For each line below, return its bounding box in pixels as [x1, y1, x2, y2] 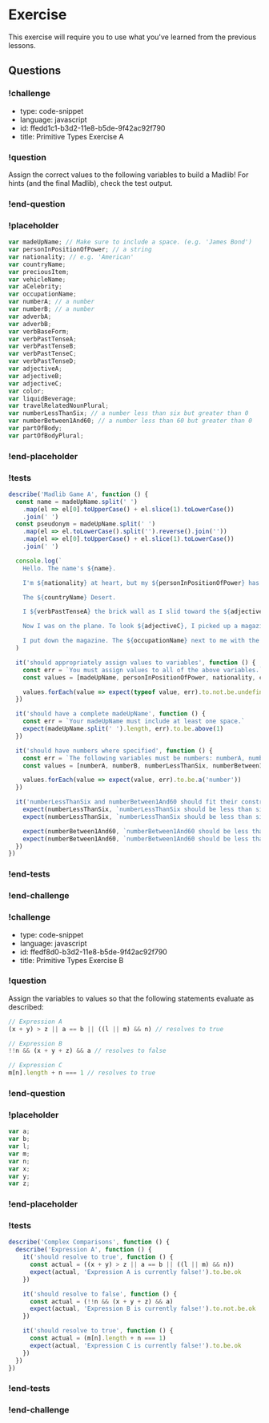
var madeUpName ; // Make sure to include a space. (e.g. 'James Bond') [8, 238, 252, 246]
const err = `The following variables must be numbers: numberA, [22, 754, 246, 762]
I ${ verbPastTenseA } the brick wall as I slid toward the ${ [22, 607, 231, 616]
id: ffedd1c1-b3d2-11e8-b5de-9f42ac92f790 [19, 123, 166, 133]
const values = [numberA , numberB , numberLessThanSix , [22, 761, 210, 770]
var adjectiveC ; [8, 379, 62, 388]
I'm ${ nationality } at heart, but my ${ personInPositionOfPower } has [22, 578, 260, 587]
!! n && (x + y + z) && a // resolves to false [8, 1047, 167, 1055]
